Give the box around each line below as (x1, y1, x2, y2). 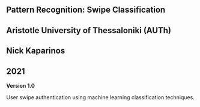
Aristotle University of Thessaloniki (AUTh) (6, 25, 171, 35)
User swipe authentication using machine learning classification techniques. (6, 93, 195, 101)
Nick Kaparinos (6, 46, 65, 56)
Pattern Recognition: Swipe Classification (6, 5, 166, 15)
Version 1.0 (6, 82, 35, 89)
